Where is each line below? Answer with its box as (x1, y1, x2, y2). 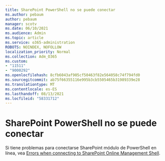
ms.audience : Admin (5, 31, 46, 36)
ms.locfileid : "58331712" (5, 96, 59, 101)
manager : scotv (5, 21, 37, 27)
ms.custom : (5, 59, 28, 64)
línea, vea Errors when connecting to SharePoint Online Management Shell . (5, 150, 160, 156)
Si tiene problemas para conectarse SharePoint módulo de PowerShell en (5, 145, 157, 151)
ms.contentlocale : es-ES (5, 86, 57, 92)
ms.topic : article (5, 36, 44, 41)
